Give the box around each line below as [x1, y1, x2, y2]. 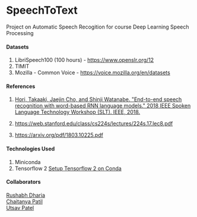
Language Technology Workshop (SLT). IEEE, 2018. [14, 108, 141, 116]
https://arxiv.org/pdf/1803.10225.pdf [14, 131, 104, 139]
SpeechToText [6, 4, 78, 17]
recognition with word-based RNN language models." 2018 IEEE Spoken [14, 102, 191, 109]
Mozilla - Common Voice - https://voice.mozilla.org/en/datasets [14, 69, 170, 76]
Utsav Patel [6, 204, 34, 211]
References [6, 83, 36, 90]
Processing [6, 29, 34, 36]
